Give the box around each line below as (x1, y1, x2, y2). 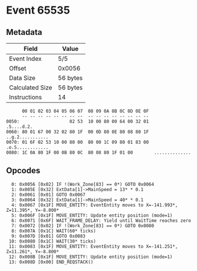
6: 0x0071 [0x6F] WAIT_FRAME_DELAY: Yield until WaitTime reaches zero (11, 217, 192, 224)
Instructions (9, 93, 42, 101)
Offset (9, 64, 27, 72)
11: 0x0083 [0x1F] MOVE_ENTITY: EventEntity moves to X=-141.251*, (8, 243, 178, 249)
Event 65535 (6, 4, 70, 17)
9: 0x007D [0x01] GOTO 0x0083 (11, 233, 86, 239)
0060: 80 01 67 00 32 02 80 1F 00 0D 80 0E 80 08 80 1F (6, 129, 149, 135)
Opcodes (6, 166, 41, 176)
